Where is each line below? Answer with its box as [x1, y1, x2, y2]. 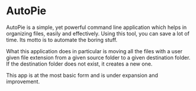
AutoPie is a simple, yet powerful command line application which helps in [6, 24, 187, 31]
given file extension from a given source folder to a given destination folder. [6, 54, 191, 61]
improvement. [6, 78, 40, 85]
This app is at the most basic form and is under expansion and [6, 71, 159, 79]
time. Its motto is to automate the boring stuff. [6, 36, 118, 43]
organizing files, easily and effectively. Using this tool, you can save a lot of [6, 30, 189, 37]
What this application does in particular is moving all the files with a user [6, 47, 182, 54]
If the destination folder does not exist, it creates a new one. [6, 60, 153, 67]
